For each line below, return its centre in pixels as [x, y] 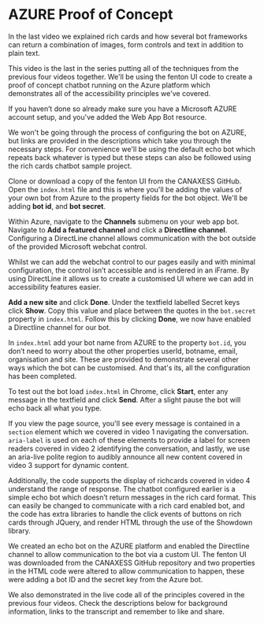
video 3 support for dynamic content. [69, 465]
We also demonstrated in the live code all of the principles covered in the [126, 594]
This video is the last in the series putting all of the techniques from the [123, 68]
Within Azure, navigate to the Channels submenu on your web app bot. [124, 221]
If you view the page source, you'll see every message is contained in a [124, 423]
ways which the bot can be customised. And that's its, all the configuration [129, 367]
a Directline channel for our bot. [60, 327]
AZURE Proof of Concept [91, 15]
